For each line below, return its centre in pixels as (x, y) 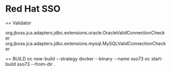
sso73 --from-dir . (36, 64)
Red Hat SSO (33, 9)
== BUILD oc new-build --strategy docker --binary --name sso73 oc (78, 58)
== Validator (18, 23)
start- (157, 58)
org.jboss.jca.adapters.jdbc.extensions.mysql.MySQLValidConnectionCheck (85, 43)
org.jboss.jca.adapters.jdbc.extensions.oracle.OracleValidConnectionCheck (85, 32)
